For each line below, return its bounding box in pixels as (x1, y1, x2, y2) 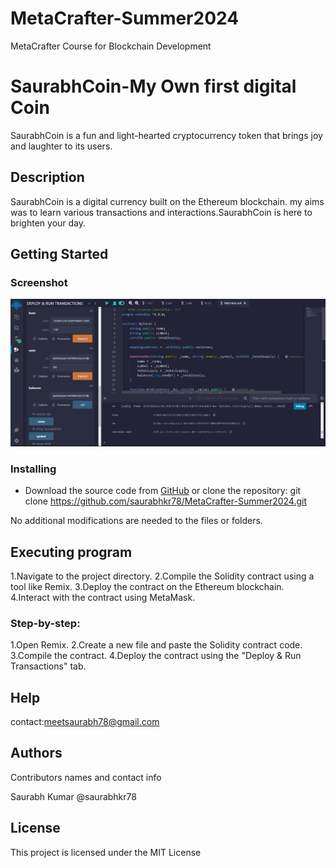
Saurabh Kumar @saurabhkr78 (10, 790, 137, 802)
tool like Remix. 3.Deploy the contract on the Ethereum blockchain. (10, 580, 285, 592)
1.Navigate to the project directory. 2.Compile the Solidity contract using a (10, 570, 315, 582)
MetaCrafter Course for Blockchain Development (10, 40, 212, 52)
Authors (10, 745, 63, 762)
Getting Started (10, 246, 109, 263)
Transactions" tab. (10, 660, 87, 672)
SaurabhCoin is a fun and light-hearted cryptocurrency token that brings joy (10, 129, 323, 141)
